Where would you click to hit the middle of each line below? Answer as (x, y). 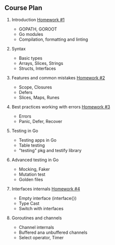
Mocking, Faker (34, 169)
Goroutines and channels (37, 218)
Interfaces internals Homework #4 (46, 189)
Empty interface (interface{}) (48, 198)
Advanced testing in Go (35, 160)
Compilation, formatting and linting (53, 39)
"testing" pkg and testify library (50, 150)
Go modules (31, 34)
